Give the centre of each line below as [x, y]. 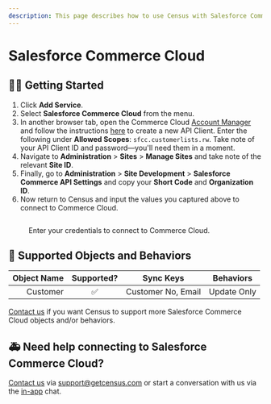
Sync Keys [163, 278]
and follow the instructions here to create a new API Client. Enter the [133, 131]
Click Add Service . [51, 105]
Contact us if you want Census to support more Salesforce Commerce [125, 312]
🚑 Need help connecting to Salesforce [108, 346]
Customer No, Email [164, 292]
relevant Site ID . [47, 165]
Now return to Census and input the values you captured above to [129, 199]
